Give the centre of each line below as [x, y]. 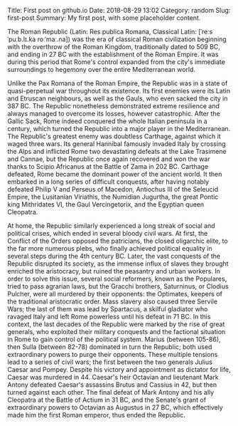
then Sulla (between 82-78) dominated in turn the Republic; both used [110, 347]
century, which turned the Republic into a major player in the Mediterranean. [119, 129]
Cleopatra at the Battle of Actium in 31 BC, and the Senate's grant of [107, 400]
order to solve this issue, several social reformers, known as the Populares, [117, 279]
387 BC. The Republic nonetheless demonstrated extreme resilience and [114, 106]
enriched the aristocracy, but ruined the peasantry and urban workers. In [114, 271]
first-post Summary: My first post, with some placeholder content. [104, 18]
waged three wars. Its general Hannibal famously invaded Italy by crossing [117, 144]
